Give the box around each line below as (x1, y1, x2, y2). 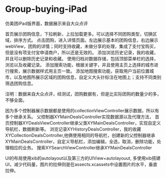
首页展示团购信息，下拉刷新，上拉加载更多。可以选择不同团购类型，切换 (5, 31, 153, 37)
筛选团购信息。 (5, 80, 36, 86)
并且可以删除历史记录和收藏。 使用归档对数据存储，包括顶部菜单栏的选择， (5, 55, 159, 61)
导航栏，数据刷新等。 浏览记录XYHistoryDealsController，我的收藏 (5, 126, 141, 132)
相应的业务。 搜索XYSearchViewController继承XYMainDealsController (9, 144, 152, 150)
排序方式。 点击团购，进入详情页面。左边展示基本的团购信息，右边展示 (13, 37, 159, 43)
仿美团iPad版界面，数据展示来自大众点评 (5, 20, 88, 26)
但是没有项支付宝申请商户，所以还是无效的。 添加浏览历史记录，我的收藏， (5, 49, 159, 55)
